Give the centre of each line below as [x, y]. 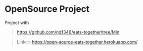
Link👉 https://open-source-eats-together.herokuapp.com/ [77, 42]
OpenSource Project [47, 9]
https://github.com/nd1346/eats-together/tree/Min [68, 32]
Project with [17, 23]
